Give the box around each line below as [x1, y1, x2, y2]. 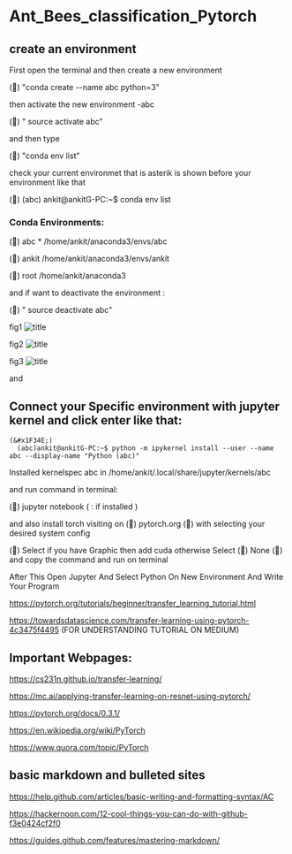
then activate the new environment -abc [9, 99, 155, 110]
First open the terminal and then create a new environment [9, 65, 222, 75]
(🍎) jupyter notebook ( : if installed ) [9, 501, 139, 512]
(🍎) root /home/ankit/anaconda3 [9, 271, 126, 281]
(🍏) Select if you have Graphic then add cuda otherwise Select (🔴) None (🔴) [9, 545, 283, 556]
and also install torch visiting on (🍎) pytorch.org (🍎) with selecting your [9, 519, 266, 530]
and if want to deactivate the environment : [9, 287, 166, 298]
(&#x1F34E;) [9, 436, 53, 446]
